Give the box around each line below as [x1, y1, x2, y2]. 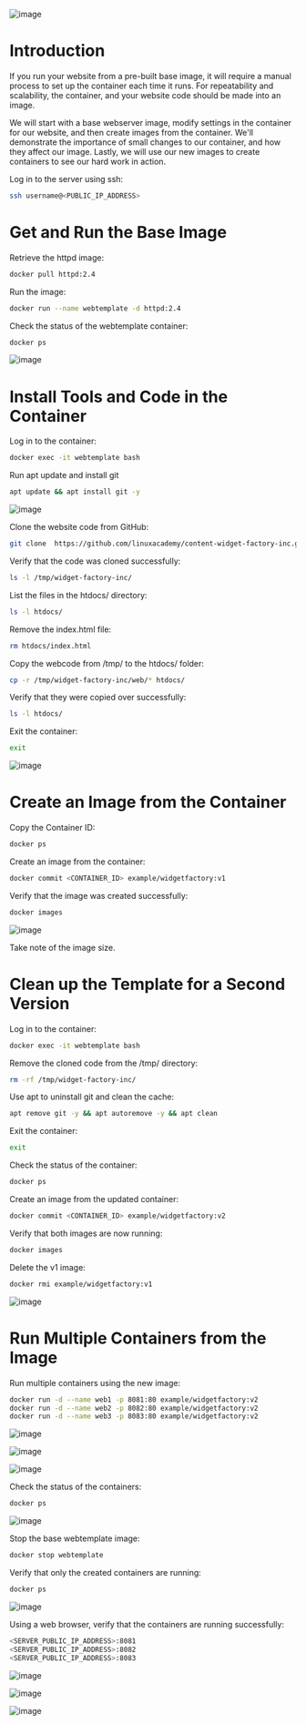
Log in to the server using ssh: [9, 173, 124, 184]
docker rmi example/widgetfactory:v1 [9, 1280, 153, 1289]
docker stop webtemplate [9, 1551, 104, 1560]
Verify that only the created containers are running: [9, 1567, 202, 1577]
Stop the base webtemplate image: [9, 1533, 140, 1544]
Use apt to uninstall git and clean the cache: [9, 1091, 175, 1102]
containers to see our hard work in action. [9, 156, 167, 167]
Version [9, 993, 70, 1014]
